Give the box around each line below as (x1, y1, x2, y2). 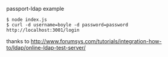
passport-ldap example (6, 5, 65, 12)
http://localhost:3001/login (6, 27, 80, 33)
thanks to (6, 38, 30, 44)
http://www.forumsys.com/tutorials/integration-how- (30, 38, 162, 44)
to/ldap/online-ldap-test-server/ (6, 44, 86, 51)
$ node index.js (6, 17, 47, 23)
